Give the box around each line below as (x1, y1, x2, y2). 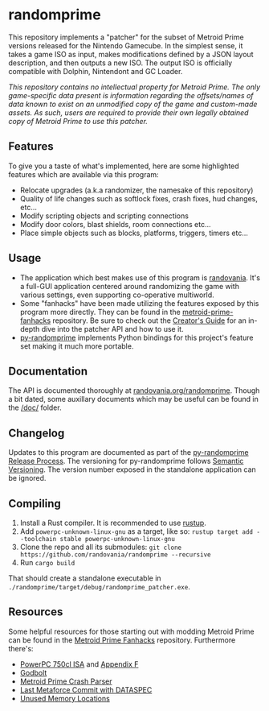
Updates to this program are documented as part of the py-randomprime (8, 448, 249, 457)
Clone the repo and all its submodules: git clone (19, 542, 182, 552)
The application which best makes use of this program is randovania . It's (19, 272, 261, 283)
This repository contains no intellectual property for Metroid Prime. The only (8, 82, 261, 92)
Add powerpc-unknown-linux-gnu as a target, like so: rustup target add (19, 527, 254, 536)
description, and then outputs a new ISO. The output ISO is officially (8, 58, 233, 68)
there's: (8, 643, 34, 653)
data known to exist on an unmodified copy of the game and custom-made (8, 99, 258, 109)
